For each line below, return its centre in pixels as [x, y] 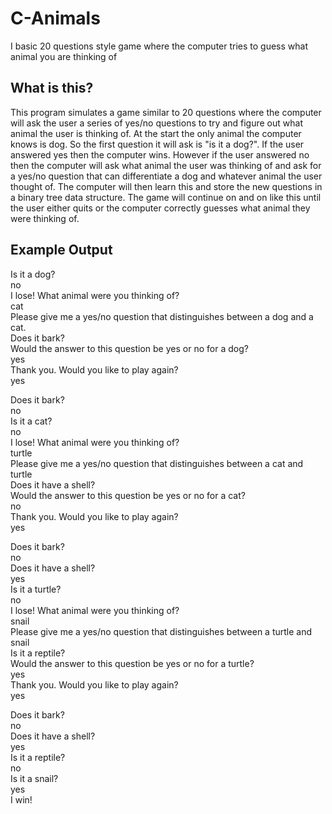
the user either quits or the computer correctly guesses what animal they [160, 208]
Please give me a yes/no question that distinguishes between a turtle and [161, 631]
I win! [21, 799]
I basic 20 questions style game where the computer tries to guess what [159, 46]
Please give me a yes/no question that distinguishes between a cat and [157, 463]
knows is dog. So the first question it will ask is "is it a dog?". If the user [157, 144]
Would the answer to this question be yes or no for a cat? [128, 495]
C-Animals [55, 18]
